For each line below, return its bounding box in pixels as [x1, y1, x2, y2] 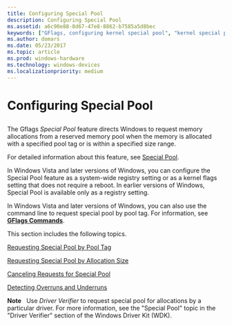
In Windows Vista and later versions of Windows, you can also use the [7, 201, 207, 210]
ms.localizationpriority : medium [7, 68, 104, 75]
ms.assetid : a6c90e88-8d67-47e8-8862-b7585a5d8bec [7, 23, 156, 30]
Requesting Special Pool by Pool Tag [7, 243, 112, 252]
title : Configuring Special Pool [7, 10, 104, 17]
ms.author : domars [7, 36, 60, 43]
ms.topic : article [7, 49, 60, 56]
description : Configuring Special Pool [7, 17, 122, 23]
